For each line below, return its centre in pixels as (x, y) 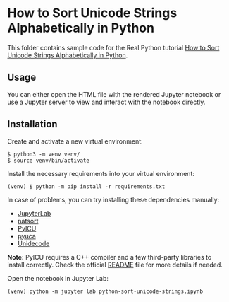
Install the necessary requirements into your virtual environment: (101, 173)
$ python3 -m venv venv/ (44, 154)
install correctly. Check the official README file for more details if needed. (115, 265)
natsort (28, 221)
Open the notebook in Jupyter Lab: (58, 278)
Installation (32, 124)
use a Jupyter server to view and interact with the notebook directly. (106, 102)
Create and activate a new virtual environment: (75, 141)
